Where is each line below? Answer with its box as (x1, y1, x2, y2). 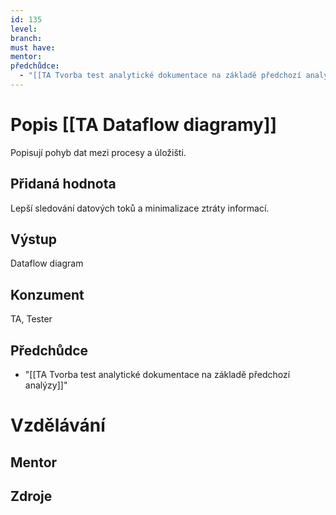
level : (10, 24, 38, 34)
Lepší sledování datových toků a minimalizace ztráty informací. (10, 202, 270, 214)
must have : (10, 42, 56, 53)
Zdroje (10, 488, 53, 505)
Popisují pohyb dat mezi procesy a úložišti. (10, 146, 187, 158)
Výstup (10, 231, 58, 248)
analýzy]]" (24, 379, 68, 391)
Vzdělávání (10, 414, 106, 437)
